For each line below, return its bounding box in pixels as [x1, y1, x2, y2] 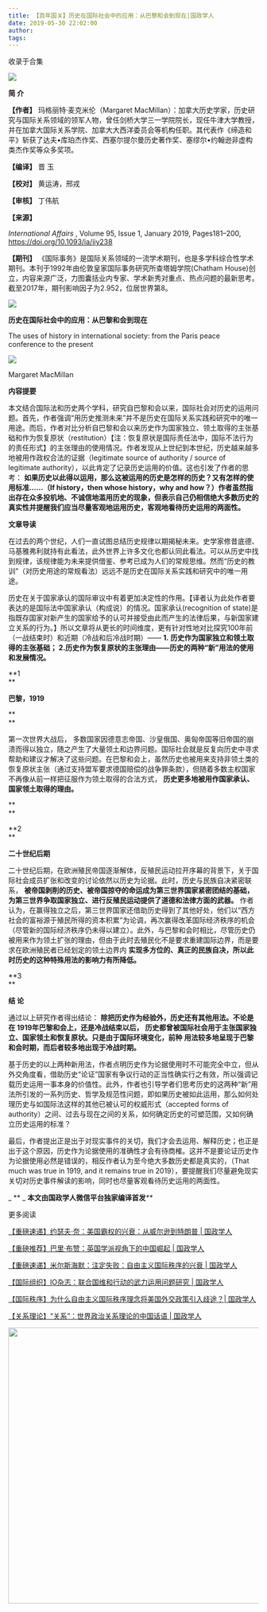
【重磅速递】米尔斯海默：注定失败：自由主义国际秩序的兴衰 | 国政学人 [8, 1260, 238, 1270]
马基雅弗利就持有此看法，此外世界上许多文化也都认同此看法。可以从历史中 [8, 547, 252, 556]
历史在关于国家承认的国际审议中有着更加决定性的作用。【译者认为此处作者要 [8, 594, 256, 603]
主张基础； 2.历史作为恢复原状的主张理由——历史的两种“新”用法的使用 [21, 643, 254, 652]
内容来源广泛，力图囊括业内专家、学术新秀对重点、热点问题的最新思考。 [21, 274, 259, 283]
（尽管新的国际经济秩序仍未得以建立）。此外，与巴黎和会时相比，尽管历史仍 [8, 925, 256, 935]
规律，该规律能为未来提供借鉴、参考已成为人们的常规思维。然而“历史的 [14, 556, 249, 566]
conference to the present [8, 340, 94, 349]
